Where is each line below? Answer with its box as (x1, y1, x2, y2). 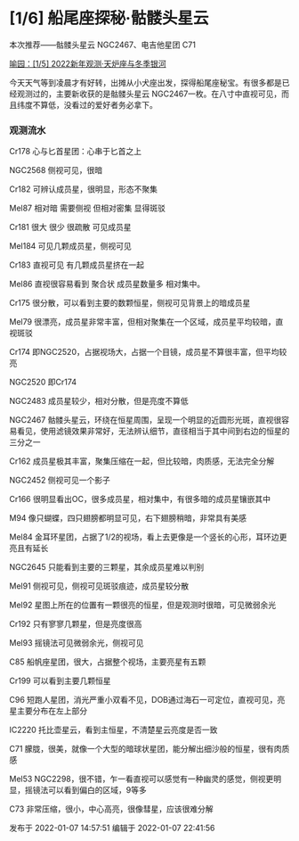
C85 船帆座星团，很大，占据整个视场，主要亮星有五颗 (9, 656, 206, 667)
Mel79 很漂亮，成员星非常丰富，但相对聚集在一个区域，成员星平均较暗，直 (9, 317, 284, 327)
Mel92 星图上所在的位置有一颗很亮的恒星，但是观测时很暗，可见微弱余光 (9, 599, 277, 611)
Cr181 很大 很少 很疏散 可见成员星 (9, 222, 132, 233)
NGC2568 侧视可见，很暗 (9, 165, 103, 176)
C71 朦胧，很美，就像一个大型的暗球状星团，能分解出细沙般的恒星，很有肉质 (9, 744, 290, 754)
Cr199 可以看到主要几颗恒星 (9, 675, 111, 687)
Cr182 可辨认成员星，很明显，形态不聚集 (9, 184, 158, 194)
